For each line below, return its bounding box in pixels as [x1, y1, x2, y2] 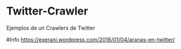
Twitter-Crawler [6, 4, 88, 18]
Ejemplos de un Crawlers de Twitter [6, 24, 96, 31]
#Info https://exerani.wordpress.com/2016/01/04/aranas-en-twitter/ [6, 36, 175, 43]
